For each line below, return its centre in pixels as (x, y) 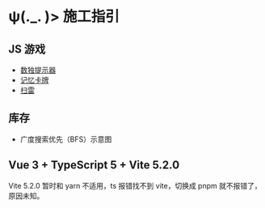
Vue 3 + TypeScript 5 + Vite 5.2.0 (94, 166)
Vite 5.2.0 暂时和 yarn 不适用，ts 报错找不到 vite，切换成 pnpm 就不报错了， (135, 185)
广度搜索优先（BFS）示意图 (66, 139)
